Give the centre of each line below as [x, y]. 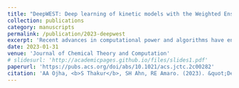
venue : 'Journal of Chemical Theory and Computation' [89, 54]
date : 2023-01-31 [33, 47]
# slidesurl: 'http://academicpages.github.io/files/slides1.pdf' [108, 60]
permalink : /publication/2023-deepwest [67, 34]
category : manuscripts [41, 27]
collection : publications [46, 21]
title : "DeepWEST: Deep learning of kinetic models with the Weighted [114, 14]
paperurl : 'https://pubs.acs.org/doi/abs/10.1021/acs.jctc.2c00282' [111, 67]
